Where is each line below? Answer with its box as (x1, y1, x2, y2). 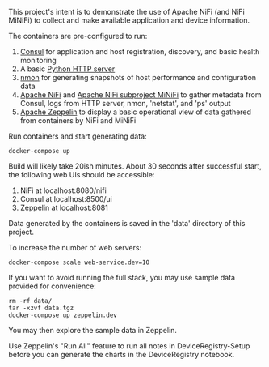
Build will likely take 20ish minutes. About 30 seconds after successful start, (8, 161, 263, 171)
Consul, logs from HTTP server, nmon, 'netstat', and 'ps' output (19, 99, 232, 108)
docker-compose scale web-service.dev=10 (8, 258, 150, 267)
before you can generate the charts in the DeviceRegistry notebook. (8, 350, 235, 359)
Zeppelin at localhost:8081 (19, 203, 109, 212)
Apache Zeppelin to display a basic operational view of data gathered (19, 107, 252, 117)
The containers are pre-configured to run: (8, 32, 148, 41)
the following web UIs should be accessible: (8, 170, 155, 179)
